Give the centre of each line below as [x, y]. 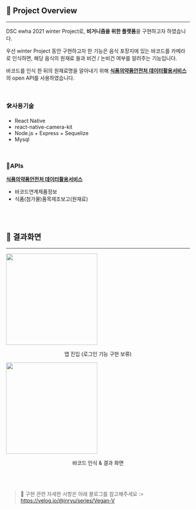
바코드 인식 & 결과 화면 [98, 463]
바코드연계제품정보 [36, 192]
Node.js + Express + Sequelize [51, 133]
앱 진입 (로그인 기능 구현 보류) [98, 354]
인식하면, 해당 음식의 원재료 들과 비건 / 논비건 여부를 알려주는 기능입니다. [94, 58]
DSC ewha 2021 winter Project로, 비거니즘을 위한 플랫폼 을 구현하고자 [86, 31]
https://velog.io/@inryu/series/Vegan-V [67, 501]
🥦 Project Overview [42, 11]
